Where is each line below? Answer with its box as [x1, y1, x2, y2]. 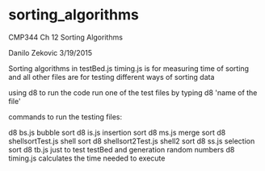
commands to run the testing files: [8, 111, 123, 122]
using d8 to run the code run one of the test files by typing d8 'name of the [8, 87, 258, 98]
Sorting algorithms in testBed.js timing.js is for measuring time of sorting [8, 63, 249, 73]
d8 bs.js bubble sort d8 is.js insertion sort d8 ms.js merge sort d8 [8, 127, 226, 137]
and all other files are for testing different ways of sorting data [8, 72, 215, 81]
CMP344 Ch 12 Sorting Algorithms [8, 32, 124, 42]
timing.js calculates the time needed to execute [8, 153, 166, 163]
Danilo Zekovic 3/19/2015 [8, 48, 93, 57]
